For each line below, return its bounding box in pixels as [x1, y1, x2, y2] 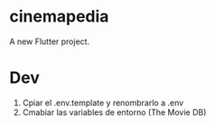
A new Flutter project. [9, 36, 90, 47]
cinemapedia [9, 6, 109, 27]
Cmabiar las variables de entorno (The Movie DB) [22, 106, 207, 118]
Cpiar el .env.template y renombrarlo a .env [22, 97, 184, 108]
